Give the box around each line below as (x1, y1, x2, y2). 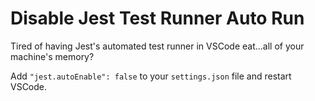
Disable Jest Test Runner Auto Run (10, 7, 305, 30)
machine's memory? (10, 50, 95, 62)
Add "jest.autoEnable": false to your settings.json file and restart (10, 70, 292, 82)
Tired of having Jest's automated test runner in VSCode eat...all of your (10, 40, 305, 52)
